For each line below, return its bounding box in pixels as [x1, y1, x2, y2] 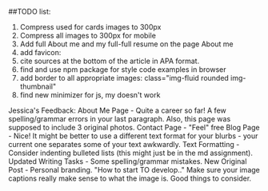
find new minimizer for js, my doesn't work [19, 90, 161, 99]
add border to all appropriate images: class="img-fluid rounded [19, 74, 230, 82]
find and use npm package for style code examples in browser [19, 65, 226, 74]
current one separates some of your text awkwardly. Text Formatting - [8, 140, 240, 149]
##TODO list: [8, 7, 51, 16]
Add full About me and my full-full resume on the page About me [19, 39, 234, 49]
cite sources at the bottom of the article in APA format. [19, 56, 200, 66]
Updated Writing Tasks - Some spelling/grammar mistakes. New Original [8, 157, 247, 166]
